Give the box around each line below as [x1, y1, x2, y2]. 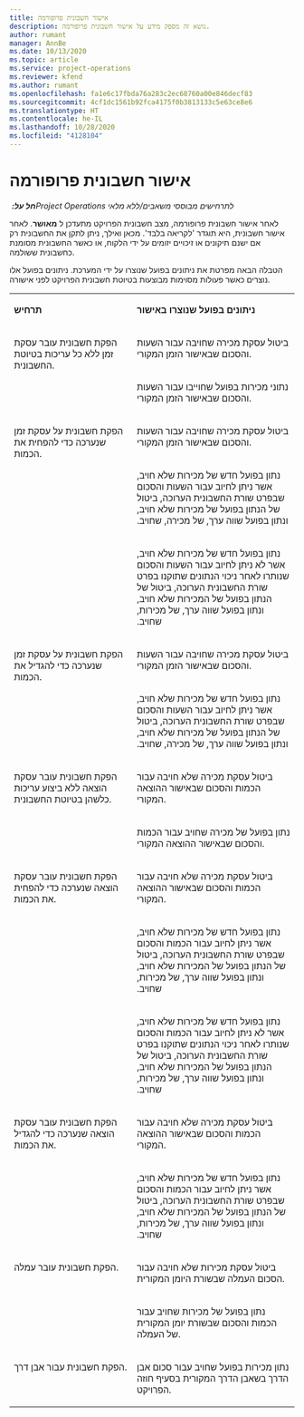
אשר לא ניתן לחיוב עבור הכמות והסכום [137, 1026, 285, 1039]
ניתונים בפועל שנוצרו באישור [137, 303, 256, 315]
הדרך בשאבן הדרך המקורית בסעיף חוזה [137, 1372, 290, 1384]
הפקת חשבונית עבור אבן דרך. [14, 1361, 128, 1373]
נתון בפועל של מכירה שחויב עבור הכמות [137, 826, 290, 839]
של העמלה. [137, 1327, 181, 1340]
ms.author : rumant [9, 81, 79, 90]
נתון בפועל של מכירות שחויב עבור [137, 1305, 266, 1317]
